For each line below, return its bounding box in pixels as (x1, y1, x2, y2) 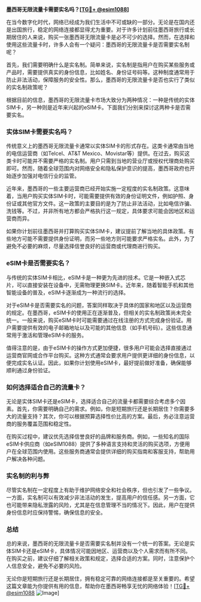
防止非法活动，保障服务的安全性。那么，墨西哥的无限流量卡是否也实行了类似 (6, 76, 195, 83)
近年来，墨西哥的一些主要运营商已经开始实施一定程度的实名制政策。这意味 (6, 185, 190, 192)
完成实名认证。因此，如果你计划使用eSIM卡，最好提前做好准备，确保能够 (11, 359, 192, 366)
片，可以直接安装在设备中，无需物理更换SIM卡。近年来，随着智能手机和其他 (6, 281, 194, 288)
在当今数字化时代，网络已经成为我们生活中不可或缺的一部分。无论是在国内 (6, 19, 190, 26)
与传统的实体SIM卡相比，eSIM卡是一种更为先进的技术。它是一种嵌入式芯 (6, 273, 185, 281)
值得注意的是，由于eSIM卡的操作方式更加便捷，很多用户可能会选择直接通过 (6, 344, 192, 351)
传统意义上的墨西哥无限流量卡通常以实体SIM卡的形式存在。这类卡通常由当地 (6, 142, 194, 150)
